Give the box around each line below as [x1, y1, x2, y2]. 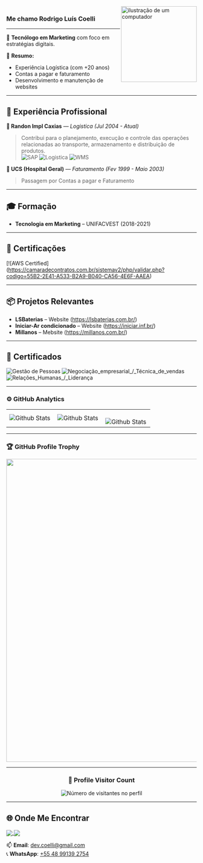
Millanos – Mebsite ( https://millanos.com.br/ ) [14, 328, 128, 336]
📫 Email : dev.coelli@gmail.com [6, 842, 86, 849]
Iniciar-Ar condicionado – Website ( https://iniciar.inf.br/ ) [14, 322, 156, 329]
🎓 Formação [6, 201, 57, 212]
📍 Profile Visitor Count [68, 776, 135, 784]
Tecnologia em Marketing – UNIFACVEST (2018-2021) [14, 220, 151, 227]
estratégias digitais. [6, 41, 56, 48]
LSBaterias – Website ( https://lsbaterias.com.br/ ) [14, 315, 138, 323]
